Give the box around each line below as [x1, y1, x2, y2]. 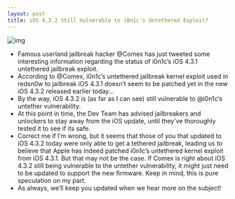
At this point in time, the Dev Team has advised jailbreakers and [17, 109, 201, 118]
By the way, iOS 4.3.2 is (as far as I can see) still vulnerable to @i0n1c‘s [17, 94, 222, 102]
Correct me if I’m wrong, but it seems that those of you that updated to [17, 131, 222, 140]
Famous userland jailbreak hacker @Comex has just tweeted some [17, 50, 210, 58]
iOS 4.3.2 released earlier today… [17, 87, 114, 95]
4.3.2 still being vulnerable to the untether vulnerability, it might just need [17, 161, 229, 170]
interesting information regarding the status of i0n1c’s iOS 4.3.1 [17, 57, 198, 65]
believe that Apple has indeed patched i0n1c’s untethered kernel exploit [17, 146, 224, 155]
